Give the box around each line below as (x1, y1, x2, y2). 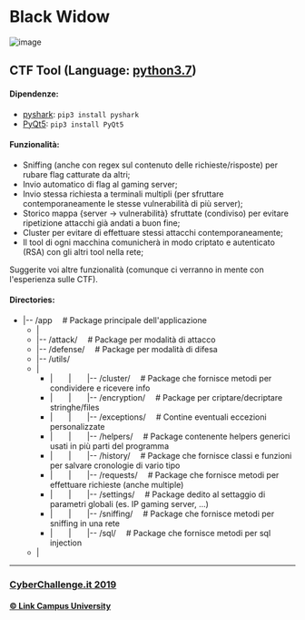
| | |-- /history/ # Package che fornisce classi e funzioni (49, 450, 292, 461)
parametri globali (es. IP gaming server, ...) (49, 498, 209, 509)
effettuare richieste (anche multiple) (49, 479, 184, 490)
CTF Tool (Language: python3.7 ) (9, 63, 197, 78)
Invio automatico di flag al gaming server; (22, 178, 178, 189)
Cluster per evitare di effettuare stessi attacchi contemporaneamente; (22, 227, 283, 238)
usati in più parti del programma (49, 440, 170, 452)
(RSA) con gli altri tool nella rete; (22, 246, 143, 257)
